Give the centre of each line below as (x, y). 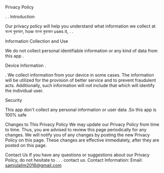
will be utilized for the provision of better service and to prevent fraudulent (81, 80)
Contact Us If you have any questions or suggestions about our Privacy (77, 155)
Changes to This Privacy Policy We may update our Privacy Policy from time (82, 124)
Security (14, 100)
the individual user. (24, 91)
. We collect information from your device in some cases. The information (80, 75)
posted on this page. (26, 145)
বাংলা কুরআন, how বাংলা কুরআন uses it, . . (39, 31)
